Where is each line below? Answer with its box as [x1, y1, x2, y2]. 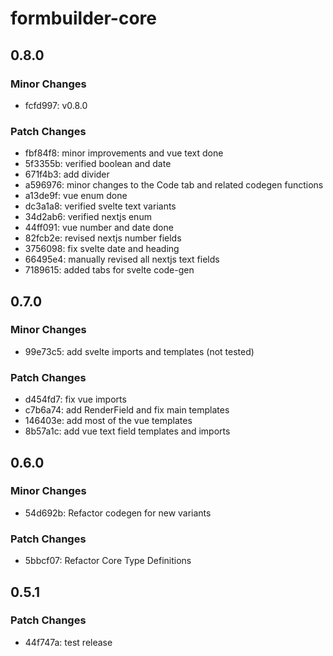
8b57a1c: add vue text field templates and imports [24, 425, 231, 437]
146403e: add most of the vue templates [24, 415, 193, 427]
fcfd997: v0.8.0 [24, 99, 88, 111]
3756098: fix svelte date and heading [24, 243, 180, 255]
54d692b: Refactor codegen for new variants [24, 507, 212, 519]
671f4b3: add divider [24, 168, 110, 181]
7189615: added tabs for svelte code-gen [24, 264, 195, 276]
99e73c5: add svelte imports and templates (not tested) [24, 345, 255, 357]
